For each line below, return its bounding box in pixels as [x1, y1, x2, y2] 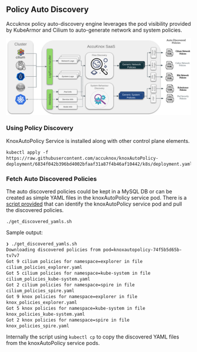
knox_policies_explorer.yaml [6, 300, 77, 306]
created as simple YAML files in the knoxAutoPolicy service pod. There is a [6, 194, 187, 201]
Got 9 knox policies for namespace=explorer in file [6, 294, 138, 300]
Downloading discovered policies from [6, 247, 101, 253]
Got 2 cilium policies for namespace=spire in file [6, 282, 135, 288]
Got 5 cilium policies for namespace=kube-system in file [6, 271, 151, 276]
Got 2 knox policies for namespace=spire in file [6, 317, 130, 323]
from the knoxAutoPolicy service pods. [6, 340, 100, 347]
